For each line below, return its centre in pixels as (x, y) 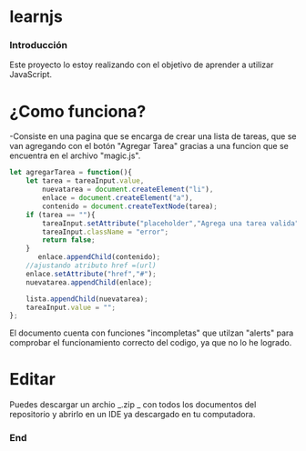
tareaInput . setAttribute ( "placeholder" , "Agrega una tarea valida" (171, 223)
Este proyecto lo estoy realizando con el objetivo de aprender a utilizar (142, 65)
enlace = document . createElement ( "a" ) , (118, 198)
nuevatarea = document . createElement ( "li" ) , (128, 190)
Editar (33, 380)
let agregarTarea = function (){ (71, 173)
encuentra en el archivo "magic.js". (75, 155)
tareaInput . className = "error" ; (106, 232)
